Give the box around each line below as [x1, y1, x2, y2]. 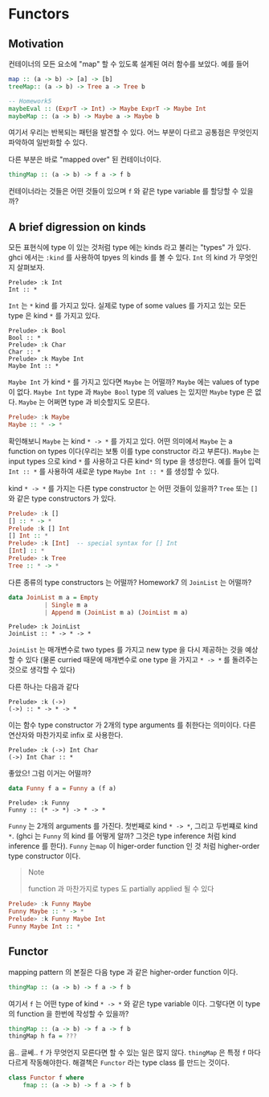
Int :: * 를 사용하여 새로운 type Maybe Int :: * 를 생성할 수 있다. [8, 466, 219, 476]
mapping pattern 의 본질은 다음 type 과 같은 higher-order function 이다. [8, 967, 238, 976]
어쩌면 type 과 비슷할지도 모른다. [47, 397, 150, 407]
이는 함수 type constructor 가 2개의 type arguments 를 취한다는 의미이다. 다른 [8, 720, 257, 730]
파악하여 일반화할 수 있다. [8, 137, 88, 147]
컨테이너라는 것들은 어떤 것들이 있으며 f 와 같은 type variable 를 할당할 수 [8, 186, 239, 196]
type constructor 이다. [8, 851, 81, 861]
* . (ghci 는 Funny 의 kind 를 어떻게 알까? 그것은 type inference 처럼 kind [8, 831, 237, 841]
